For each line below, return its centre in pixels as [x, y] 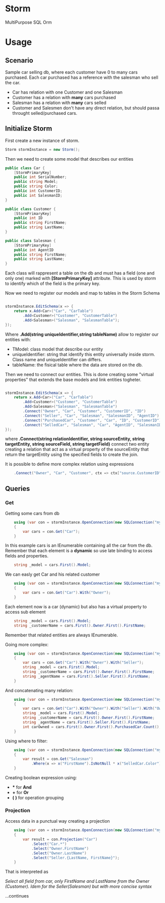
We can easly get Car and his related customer [53, 574]
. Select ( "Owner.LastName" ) [59, 853]
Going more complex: [27, 644]
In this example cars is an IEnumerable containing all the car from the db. [79, 546]
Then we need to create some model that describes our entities [69, 159]
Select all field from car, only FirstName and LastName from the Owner [77, 881]
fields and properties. [27, 556]
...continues [17, 896]
